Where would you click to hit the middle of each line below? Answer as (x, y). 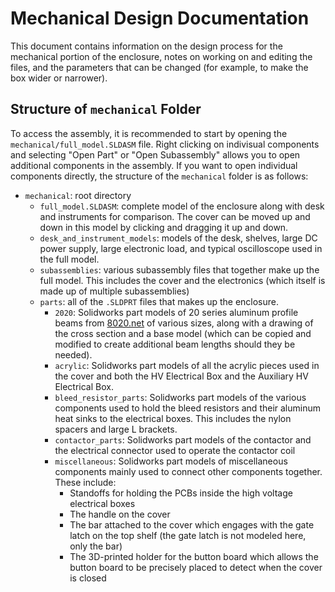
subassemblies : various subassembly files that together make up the (179, 269)
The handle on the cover (120, 514)
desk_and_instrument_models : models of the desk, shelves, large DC (178, 238)
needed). (73, 354)
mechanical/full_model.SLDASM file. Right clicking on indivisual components (165, 144)
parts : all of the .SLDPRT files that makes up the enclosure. (159, 301)
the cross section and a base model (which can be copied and (183, 333)
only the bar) (96, 546)
